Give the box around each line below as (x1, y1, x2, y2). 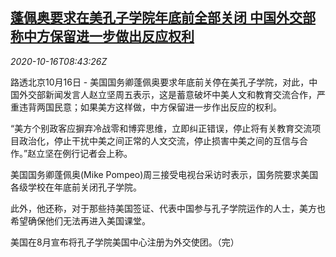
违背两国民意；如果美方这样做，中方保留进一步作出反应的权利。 (18, 101, 282, 113)
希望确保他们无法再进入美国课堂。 (10, 214, 151, 227)
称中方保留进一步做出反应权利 (10, 28, 195, 45)
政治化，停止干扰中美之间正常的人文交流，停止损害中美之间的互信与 (18, 134, 300, 147)
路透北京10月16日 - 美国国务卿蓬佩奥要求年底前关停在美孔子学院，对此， (10, 76, 310, 88)
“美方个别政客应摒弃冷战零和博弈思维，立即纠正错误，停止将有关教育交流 (10, 122, 313, 134)
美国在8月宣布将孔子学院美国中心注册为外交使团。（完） (10, 236, 240, 248)
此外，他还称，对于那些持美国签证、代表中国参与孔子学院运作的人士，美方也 (10, 202, 326, 214)
